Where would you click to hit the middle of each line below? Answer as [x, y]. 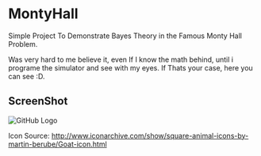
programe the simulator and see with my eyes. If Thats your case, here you [131, 67]
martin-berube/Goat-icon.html [58, 144]
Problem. [23, 44]
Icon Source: [29, 135]
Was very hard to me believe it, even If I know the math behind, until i [121, 59]
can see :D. [27, 76]
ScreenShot [38, 101]
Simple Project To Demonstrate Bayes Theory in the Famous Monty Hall [125, 36]
